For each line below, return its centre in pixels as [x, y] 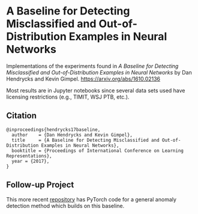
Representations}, [29, 156]
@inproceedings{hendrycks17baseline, [53, 130]
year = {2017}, [31, 161]
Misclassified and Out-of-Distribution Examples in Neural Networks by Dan [99, 72]
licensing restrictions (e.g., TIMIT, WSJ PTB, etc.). [68, 97]
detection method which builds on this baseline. [65, 206]
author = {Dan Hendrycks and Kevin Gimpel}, [72, 135]
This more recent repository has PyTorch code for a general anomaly [91, 199]
